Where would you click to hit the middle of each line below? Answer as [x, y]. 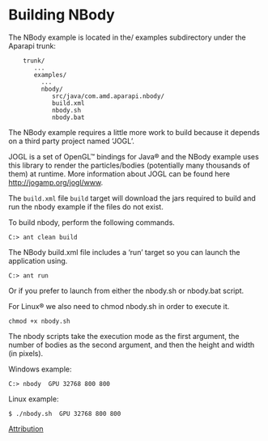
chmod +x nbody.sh [39, 321]
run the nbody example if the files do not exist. [86, 206]
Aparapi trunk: [32, 45]
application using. [38, 261]
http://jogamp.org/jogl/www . [56, 182]
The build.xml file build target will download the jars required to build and [132, 198]
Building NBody [62, 15]
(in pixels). [26, 353]
